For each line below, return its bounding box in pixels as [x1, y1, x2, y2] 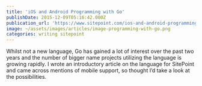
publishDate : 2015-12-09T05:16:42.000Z [6, 14, 106, 20]
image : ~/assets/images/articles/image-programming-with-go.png [6, 25, 171, 32]
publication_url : [6, 20, 50, 26]
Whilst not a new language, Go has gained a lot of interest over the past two [6, 48, 194, 55]
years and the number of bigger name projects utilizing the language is [6, 54, 182, 61]
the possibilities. [6, 73, 47, 81]
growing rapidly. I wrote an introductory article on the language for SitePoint [6, 61, 194, 68]
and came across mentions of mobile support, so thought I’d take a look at [6, 67, 191, 74]
